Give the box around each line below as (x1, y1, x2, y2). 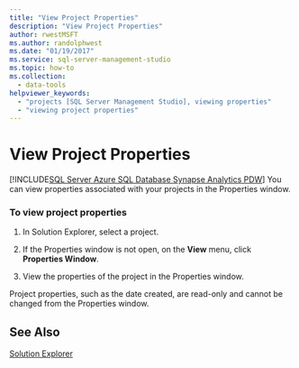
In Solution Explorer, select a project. (22, 226, 159, 237)
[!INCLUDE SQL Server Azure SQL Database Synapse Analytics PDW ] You (9, 174, 282, 185)
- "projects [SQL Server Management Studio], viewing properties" (17, 97, 272, 106)
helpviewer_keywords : (9, 88, 91, 97)
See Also (9, 324, 60, 339)
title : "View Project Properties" (9, 13, 140, 23)
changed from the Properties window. (9, 299, 149, 309)
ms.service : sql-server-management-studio (9, 55, 171, 64)
